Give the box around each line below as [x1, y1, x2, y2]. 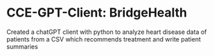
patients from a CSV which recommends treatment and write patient [6, 35, 202, 43]
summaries [6, 42, 39, 50]
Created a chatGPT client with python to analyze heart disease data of [6, 28, 207, 36]
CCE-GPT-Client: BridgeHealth [6, 5, 188, 21]
